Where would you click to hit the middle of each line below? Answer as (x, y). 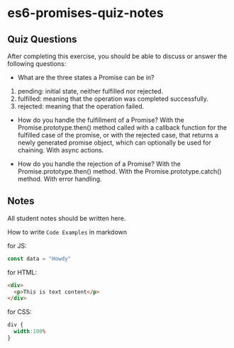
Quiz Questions (42, 39)
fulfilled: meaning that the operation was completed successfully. (113, 99)
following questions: (37, 64)
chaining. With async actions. (61, 150)
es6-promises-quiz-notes (86, 13)
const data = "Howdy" (39, 259)
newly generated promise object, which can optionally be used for (114, 142)
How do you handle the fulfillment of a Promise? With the (101, 120)
